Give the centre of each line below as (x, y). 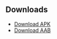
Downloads (27, 10)
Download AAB (32, 30)
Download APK (32, 24)
